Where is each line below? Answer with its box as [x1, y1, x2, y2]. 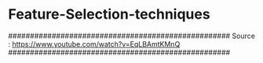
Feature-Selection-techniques [8, 5, 210, 23]
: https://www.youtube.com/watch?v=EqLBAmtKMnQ [8, 39, 181, 48]
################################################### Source [8, 31, 255, 40]
